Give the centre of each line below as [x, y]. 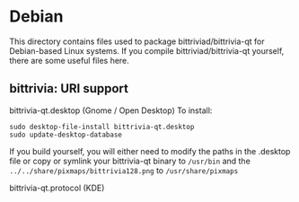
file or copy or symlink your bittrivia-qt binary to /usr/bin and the [130, 161]
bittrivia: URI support [69, 88]
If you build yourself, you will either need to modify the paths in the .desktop [150, 151]
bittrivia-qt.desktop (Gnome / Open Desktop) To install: [111, 110]
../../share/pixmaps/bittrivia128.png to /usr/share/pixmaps [124, 170]
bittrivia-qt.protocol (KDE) [57, 188]
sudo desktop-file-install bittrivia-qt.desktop [102, 127]
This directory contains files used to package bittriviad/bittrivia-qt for [137, 41]
